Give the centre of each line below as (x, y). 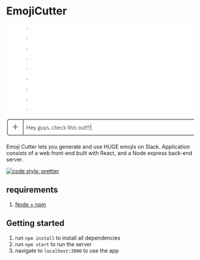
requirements (32, 190)
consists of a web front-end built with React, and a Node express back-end (99, 153)
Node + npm (30, 204)
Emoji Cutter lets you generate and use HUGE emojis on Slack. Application (98, 147)
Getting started (35, 223)
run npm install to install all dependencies (68, 238)
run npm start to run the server (53, 244)
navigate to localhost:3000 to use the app (67, 250)
